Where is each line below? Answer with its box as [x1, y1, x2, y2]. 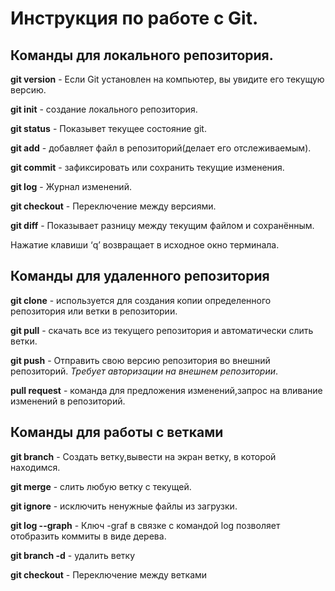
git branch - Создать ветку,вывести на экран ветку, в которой [10, 450, 277, 462]
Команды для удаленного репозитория [10, 268, 270, 285]
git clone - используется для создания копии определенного [10, 294, 272, 306]
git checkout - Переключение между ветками [10, 568, 208, 581]
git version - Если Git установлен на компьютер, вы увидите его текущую [10, 73, 325, 85]
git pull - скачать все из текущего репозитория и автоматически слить [10, 324, 314, 336]
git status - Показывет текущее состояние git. [10, 123, 207, 134]
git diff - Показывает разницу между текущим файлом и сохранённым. [10, 220, 315, 231]
